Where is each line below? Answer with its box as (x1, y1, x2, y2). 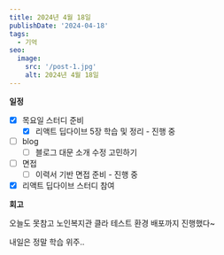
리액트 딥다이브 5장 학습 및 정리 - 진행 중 (35, 126, 175, 136)
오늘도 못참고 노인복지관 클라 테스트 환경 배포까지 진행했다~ (9, 218, 215, 228)
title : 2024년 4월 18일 (9, 12, 91, 22)
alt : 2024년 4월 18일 (25, 71, 99, 80)
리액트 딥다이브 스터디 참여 (21, 181, 115, 191)
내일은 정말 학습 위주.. (9, 236, 85, 248)
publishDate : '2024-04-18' (9, 21, 109, 30)
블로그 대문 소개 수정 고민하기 (35, 147, 137, 158)
